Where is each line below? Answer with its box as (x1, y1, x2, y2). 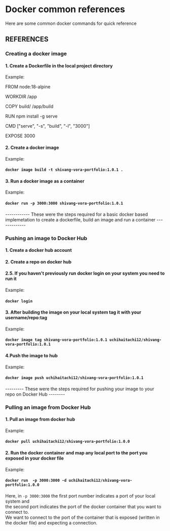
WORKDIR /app (5, 94, 37, 100)
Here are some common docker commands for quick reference (5, 20, 137, 26)
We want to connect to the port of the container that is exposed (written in (5, 514, 160, 520)
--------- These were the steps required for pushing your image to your (5, 386, 154, 392)
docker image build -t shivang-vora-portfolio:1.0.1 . (5, 167, 123, 173)
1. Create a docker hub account (5, 247, 72, 253)
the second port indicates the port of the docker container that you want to (5, 503, 161, 510)
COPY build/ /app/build (5, 103, 54, 109)
